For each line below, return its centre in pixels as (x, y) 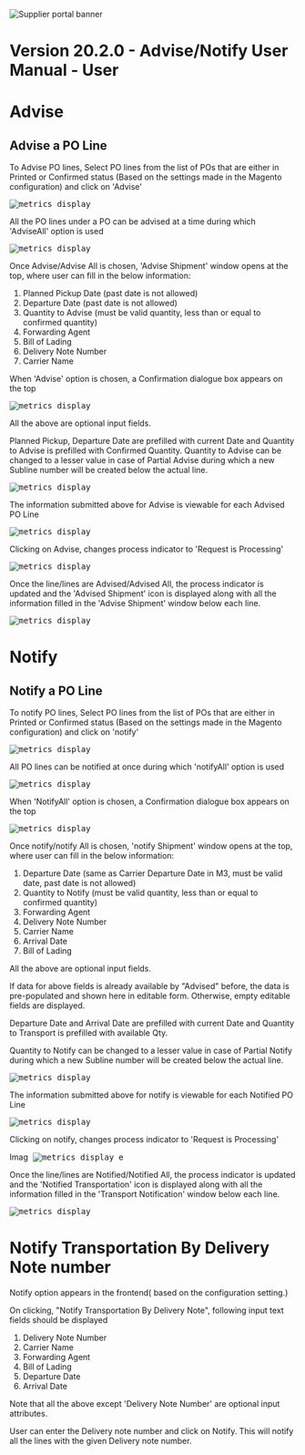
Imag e (66, 1157)
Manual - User (64, 71)
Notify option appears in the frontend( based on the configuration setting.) (149, 1293)
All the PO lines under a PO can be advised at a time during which (133, 222)
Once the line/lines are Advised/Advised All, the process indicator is (137, 584)
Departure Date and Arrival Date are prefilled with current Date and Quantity (152, 1023)
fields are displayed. (47, 1006)
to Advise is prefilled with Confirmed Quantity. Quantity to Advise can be (146, 450)
